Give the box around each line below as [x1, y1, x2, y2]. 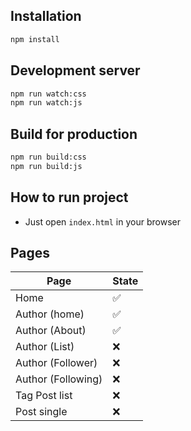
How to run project [10, 189, 129, 206]
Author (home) [15, 307, 85, 321]
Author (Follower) [15, 356, 98, 370]
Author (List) [15, 340, 75, 354]
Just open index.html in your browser [24, 215, 181, 228]
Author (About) [15, 324, 87, 338]
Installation [10, 8, 82, 25]
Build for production [10, 125, 138, 143]
